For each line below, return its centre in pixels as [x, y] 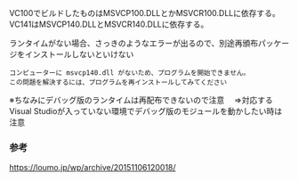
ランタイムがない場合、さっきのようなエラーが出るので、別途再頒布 [134, 43]
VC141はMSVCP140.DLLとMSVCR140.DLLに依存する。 [109, 24]
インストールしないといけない [79, 54]
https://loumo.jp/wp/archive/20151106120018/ [93, 168]
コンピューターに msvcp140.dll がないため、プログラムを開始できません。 [130, 73]
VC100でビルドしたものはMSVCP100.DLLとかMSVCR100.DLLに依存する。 [145, 13]
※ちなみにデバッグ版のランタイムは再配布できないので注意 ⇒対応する [141, 100]
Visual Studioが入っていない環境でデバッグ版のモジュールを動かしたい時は [146, 111]
